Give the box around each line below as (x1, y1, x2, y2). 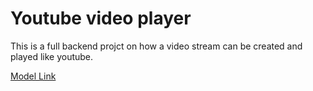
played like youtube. (10, 50, 94, 62)
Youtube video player (10, 7, 192, 30)
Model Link (10, 70, 57, 82)
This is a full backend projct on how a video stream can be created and (10, 40, 303, 52)
